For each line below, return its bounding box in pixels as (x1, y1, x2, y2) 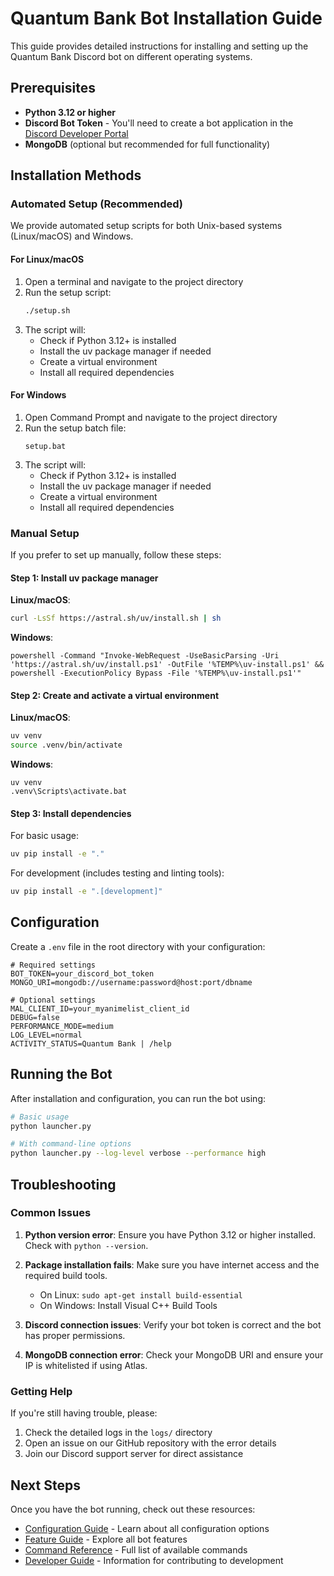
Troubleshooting (10, 1176, 117, 1193)
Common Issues (10, 1206, 92, 1220)
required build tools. (24, 1269, 108, 1281)
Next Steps (10, 1477, 81, 1494)
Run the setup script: (24, 286, 112, 298)
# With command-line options (10, 1139, 132, 1149)
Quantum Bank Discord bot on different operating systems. (10, 50, 253, 62)
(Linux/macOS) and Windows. (10, 230, 134, 242)
